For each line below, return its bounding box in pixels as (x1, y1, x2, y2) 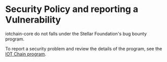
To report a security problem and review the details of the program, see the (5, 45, 162, 51)
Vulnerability (5, 14, 61, 25)
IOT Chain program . (5, 51, 47, 57)
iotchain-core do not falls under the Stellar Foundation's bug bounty (5, 30, 147, 36)
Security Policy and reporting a (5, 3, 139, 15)
